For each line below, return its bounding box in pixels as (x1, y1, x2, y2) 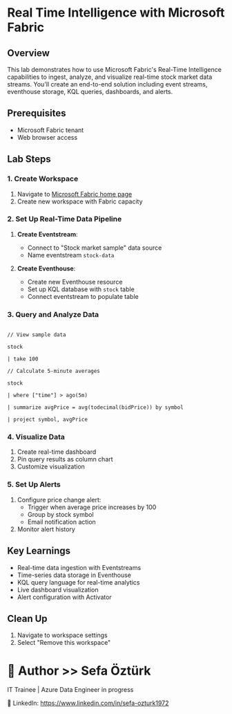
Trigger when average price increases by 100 (27, 503, 157, 511)
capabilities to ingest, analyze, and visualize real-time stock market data (7, 73, 213, 81)
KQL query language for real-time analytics (17, 578, 140, 586)
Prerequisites (7, 107, 66, 119)
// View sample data (7, 331, 67, 338)
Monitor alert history (17, 524, 76, 533)
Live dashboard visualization (17, 585, 99, 594)
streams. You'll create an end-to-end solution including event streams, (7, 80, 208, 88)
